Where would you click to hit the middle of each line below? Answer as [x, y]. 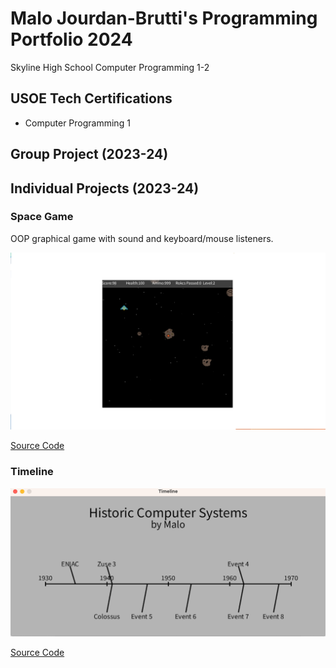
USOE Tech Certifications [91, 98]
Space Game [42, 217]
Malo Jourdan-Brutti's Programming [164, 18]
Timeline [32, 472]
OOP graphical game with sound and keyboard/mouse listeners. [142, 238]
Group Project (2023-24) [89, 154]
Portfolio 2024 [71, 39]
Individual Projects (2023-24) [105, 188]
